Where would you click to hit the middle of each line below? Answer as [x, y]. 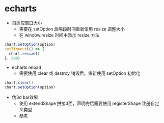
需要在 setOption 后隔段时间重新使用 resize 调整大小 [72, 29]
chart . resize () [25, 54]
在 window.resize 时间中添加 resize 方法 [59, 35]
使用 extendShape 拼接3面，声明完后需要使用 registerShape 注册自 [87, 103]
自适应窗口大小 [27, 23]
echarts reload [26, 67]
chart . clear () [19, 83]
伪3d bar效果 [25, 97]
